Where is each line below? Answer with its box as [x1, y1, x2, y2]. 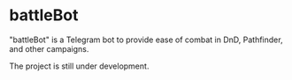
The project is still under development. [9, 61, 150, 71]
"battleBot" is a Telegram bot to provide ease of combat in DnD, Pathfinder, [9, 34, 283, 45]
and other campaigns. [9, 43, 89, 54]
